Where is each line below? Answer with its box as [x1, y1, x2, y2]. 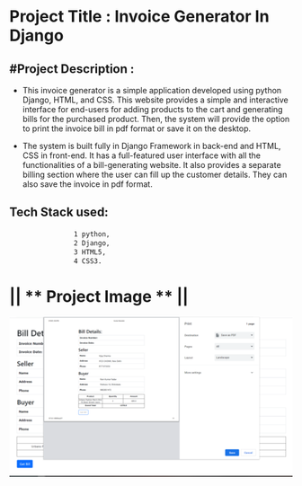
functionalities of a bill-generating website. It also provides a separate [22, 160, 281, 170]
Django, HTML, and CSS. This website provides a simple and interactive [22, 94, 289, 105]
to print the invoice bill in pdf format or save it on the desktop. [22, 123, 252, 134]
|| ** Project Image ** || [9, 287, 189, 306]
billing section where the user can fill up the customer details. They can [22, 169, 288, 180]
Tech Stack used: [9, 205, 110, 220]
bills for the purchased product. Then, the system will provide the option [22, 114, 290, 124]
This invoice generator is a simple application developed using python [22, 85, 282, 95]
